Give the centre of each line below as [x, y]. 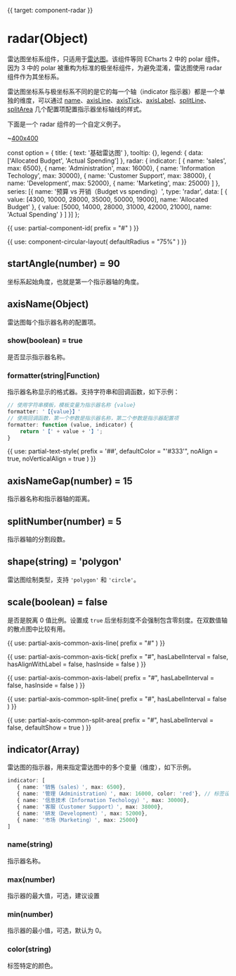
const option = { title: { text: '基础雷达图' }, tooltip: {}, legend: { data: [105, 152]
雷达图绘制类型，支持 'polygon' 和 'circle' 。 [74, 580]
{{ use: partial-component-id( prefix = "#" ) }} [73, 227]
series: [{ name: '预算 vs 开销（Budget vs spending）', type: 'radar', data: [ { [117, 191]
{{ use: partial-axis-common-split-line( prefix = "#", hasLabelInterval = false [117, 699]
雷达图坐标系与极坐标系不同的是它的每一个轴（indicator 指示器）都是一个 [113, 92]
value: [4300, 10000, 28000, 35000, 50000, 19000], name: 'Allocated [108, 199]
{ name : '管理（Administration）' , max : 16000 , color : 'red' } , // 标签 [120, 794]
